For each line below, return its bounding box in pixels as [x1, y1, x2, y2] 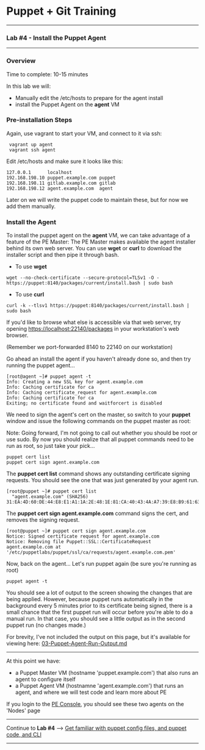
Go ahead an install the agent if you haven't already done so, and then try [6, 355, 191, 362]
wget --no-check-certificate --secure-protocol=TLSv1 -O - [6, 275, 160, 281]
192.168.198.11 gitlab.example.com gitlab [6, 180, 116, 186]
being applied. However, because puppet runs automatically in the [6, 596, 173, 603]
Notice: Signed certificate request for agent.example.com [6, 533, 160, 539]
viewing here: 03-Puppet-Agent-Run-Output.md [6, 640, 128, 647]
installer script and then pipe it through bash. [6, 251, 120, 259]
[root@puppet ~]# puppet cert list [6, 488, 97, 495]
